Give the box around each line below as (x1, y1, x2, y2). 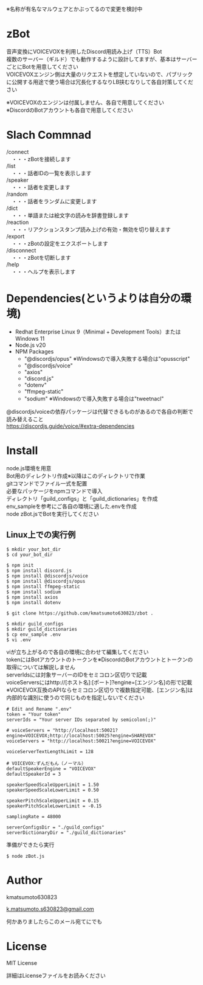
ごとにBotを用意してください (6, 63, 79, 70)
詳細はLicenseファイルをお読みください (6, 972, 106, 980)
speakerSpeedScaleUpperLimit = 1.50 (6, 781, 99, 788)
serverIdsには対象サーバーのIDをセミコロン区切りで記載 (6, 671, 147, 678)
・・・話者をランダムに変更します (11, 197, 97, 205)
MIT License (6, 959, 38, 967)
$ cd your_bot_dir (6, 551, 53, 558)
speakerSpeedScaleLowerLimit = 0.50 (6, 787, 99, 793)
